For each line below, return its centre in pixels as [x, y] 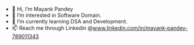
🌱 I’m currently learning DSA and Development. [70, 21]
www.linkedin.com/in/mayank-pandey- [140, 28]
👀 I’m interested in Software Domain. [57, 15]
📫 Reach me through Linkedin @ [52, 28]
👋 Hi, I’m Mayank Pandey [42, 9]
